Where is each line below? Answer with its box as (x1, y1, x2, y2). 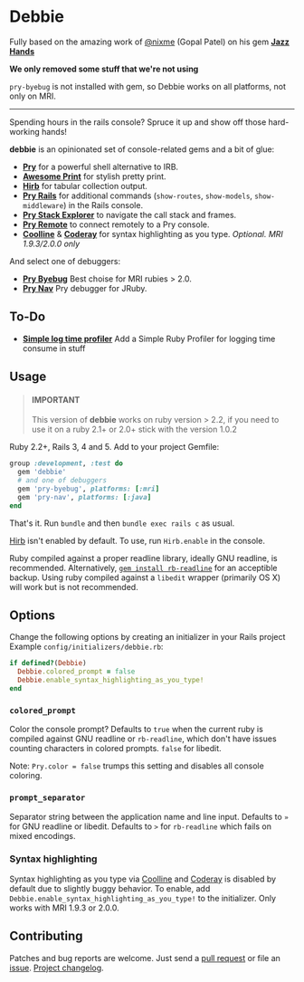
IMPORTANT (31, 394, 81, 405)
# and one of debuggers (17, 476, 107, 485)
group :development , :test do (9, 459, 124, 468)
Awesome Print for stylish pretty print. (22, 170, 166, 182)
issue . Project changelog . (9, 962, 104, 973)
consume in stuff (22, 342, 86, 354)
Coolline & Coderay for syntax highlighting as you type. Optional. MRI (22, 228, 283, 239)
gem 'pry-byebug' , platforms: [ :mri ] (17, 484, 160, 493)
